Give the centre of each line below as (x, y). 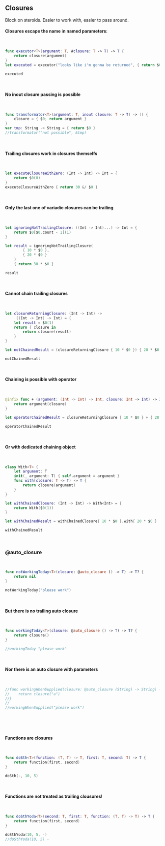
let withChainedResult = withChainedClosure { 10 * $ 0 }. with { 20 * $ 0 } (81, 521)
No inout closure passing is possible (43, 94)
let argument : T (31, 471)
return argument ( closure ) (41, 404)
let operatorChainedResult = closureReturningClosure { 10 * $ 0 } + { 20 (82, 417)
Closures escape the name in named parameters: (56, 31)
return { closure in (35, 327)
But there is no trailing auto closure (41, 611)
